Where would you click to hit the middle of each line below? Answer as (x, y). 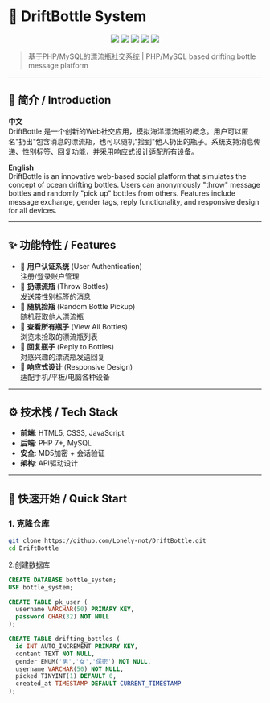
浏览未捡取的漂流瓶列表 (59, 337)
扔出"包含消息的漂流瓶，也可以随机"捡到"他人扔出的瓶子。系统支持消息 (137, 141)
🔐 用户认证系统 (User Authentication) (81, 266)
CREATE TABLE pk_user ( (48, 602)
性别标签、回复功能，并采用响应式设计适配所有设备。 (110, 151)
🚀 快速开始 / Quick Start (67, 498)
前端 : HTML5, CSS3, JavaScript (72, 433)
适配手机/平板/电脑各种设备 (65, 377)
